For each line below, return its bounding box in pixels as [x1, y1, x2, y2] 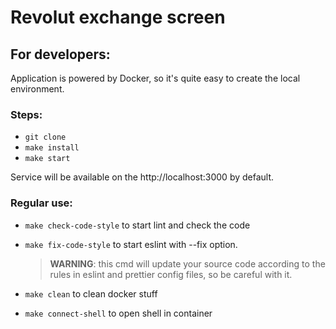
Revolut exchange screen [10, 6, 226, 29]
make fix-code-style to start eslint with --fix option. [24, 238, 238, 250]
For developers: [10, 46, 111, 63]
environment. [10, 83, 65, 95]
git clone [24, 132, 67, 143]
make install [24, 143, 80, 153]
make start [24, 154, 71, 164]
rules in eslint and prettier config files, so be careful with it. [49, 268, 293, 280]
